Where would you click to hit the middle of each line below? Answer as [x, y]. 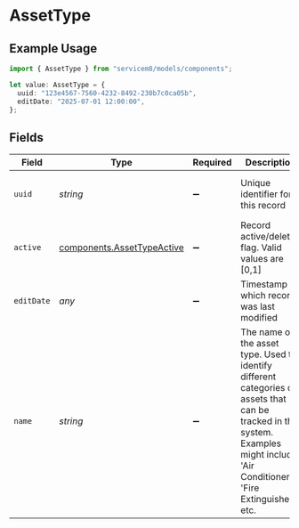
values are [262, 259]
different [258, 377]
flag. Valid [261, 248]
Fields [27, 138]
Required [212, 163]
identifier [259, 194]
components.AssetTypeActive [121, 248]
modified [259, 318]
